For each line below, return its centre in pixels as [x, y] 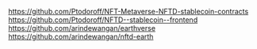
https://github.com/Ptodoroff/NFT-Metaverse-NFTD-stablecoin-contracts [128, 11]
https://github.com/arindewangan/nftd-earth [81, 36]
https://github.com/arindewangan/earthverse [82, 28]
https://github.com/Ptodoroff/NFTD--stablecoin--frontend [103, 20]
